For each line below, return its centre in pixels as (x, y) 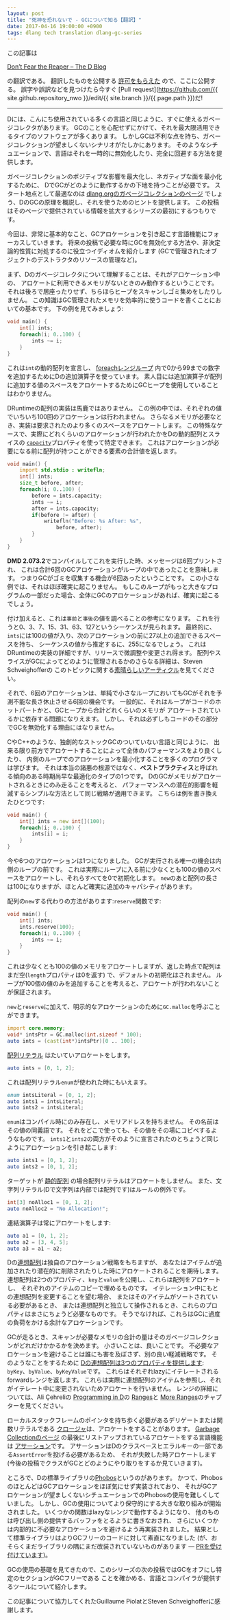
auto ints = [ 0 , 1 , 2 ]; (41, 1068)
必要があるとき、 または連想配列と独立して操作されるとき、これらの (109, 1306)
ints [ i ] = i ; (50, 834)
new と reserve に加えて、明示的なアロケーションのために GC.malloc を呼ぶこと (114, 1007)
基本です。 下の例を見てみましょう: (75, 309)
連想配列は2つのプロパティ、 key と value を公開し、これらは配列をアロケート (114, 1280)
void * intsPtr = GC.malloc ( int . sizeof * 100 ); (75, 1034)
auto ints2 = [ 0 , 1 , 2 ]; (42, 1167)
